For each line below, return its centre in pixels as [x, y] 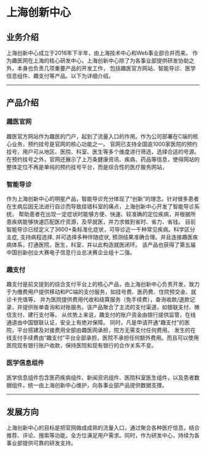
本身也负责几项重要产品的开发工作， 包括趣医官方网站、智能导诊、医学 [106, 68]
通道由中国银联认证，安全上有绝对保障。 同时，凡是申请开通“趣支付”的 [96, 323]
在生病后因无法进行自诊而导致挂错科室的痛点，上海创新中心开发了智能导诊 [100, 206]
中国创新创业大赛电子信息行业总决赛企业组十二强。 [71, 252]
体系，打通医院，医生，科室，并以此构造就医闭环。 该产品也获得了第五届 [104, 244]
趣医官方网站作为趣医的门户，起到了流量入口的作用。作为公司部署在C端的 [100, 136]
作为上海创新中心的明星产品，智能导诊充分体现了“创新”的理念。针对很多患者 [103, 198]
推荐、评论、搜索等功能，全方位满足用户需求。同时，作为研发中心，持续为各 [103, 435]
